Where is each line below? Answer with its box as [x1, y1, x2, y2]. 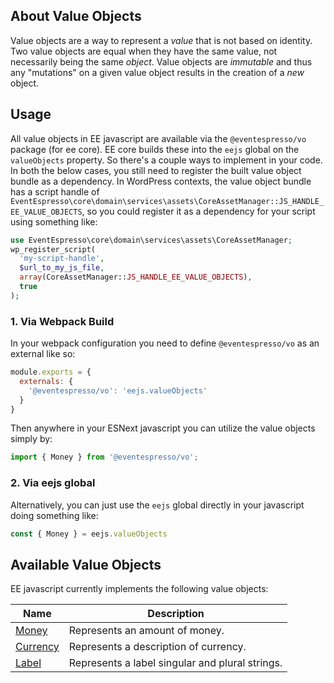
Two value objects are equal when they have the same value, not [10, 45, 278, 57]
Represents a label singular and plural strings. [68, 656, 283, 670]
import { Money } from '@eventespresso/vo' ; [10, 452, 199, 463]
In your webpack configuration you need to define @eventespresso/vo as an [10, 337, 320, 349]
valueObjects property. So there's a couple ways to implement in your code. [10, 154, 323, 166]
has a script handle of [10, 185, 100, 198]
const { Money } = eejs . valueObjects [10, 529, 168, 539]
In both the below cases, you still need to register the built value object [10, 164, 302, 176]
